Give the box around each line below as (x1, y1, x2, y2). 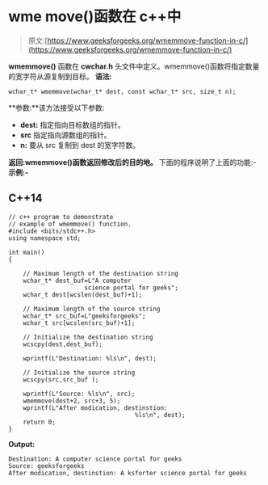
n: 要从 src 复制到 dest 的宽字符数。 (19, 140, 140, 150)
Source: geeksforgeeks (8, 462, 85, 470)
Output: (8, 439, 35, 449)
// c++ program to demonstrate (8, 213, 114, 221)
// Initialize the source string (23, 369, 136, 377)
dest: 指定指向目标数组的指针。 (19, 120, 125, 129)
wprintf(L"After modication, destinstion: (23, 403, 168, 412)
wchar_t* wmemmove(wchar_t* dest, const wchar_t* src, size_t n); (8, 87, 237, 95)
